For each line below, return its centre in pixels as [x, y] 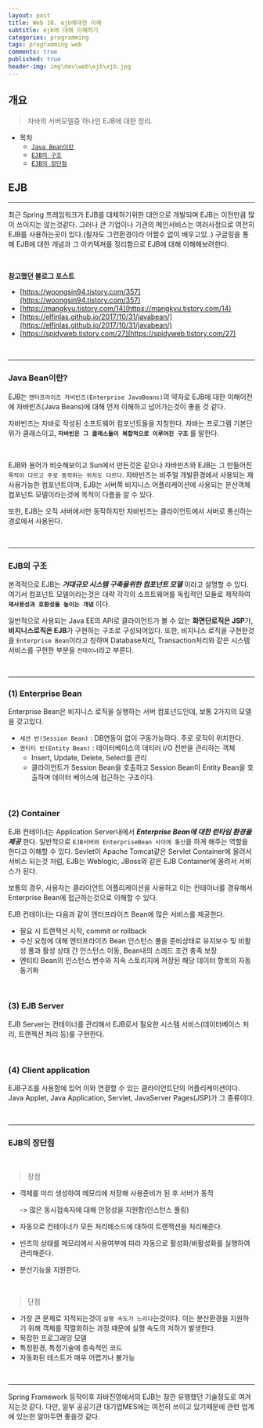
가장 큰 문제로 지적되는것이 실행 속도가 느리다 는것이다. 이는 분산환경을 [124, 1318]
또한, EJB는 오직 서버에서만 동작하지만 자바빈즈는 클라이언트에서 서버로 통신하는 [130, 511]
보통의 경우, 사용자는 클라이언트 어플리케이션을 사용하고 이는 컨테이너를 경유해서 [130, 888]
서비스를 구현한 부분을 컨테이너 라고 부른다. [71, 650]
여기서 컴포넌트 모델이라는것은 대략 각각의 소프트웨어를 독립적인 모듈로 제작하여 [130, 594]
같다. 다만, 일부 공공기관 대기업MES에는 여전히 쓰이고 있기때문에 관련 [134, 1407]
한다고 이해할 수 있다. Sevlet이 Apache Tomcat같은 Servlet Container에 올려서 [130, 851]
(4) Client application [49, 1070]
